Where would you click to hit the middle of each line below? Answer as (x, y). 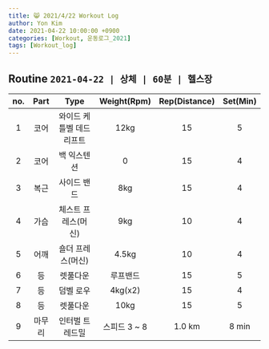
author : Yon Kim (35, 23)
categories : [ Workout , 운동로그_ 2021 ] (70, 38)
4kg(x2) (125, 290)
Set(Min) (240, 101)
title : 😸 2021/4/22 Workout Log (64, 16)
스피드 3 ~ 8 (125, 327)
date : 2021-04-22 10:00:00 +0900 (64, 30)
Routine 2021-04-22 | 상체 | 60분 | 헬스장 (110, 78)
